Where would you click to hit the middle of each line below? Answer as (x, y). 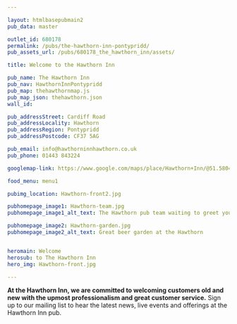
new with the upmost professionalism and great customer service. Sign (114, 298)
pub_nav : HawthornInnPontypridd (55, 85)
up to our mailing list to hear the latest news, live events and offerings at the (117, 305)
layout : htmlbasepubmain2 (45, 20)
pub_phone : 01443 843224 (44, 156)
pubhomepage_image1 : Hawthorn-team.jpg (66, 206)
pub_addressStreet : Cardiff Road (56, 117)
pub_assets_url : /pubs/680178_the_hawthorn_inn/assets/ (91, 52)
